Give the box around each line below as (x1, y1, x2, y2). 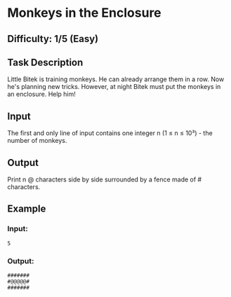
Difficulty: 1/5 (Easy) (7, 33, 99, 45)
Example (7, 203, 46, 215)
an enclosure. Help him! (7, 90, 76, 99)
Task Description (7, 56, 84, 68)
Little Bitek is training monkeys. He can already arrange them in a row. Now (7, 75, 225, 83)
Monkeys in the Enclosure (7, 5, 161, 21)
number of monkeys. (7, 137, 67, 145)
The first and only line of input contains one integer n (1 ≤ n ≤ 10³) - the (7, 129, 213, 137)
